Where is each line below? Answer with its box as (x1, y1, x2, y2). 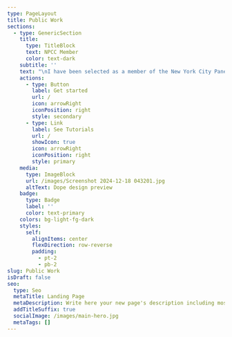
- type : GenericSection (13, 29, 81, 37)
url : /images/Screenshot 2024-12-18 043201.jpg (25, 177, 166, 184)
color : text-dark (25, 55, 76, 62)
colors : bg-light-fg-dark (19, 216, 95, 223)
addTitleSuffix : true (13, 306, 76, 313)
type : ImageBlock (25, 171, 76, 178)
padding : (32, 248, 57, 255)
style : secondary (32, 113, 81, 120)
